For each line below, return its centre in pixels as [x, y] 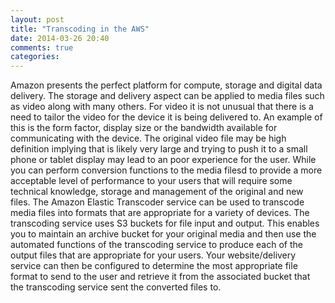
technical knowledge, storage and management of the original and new [157, 192]
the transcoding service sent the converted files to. [116, 287]
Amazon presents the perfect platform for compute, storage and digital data [166, 85]
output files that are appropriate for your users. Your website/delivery [153, 255]
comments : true [42, 47]
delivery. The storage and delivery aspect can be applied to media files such [167, 96]
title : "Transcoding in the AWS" [80, 29]
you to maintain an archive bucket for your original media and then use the [163, 234]
